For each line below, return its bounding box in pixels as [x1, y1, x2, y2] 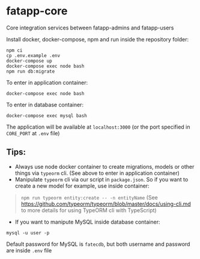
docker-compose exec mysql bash [6, 112, 87, 118]
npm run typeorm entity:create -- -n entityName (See [20, 193, 158, 201]
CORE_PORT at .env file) [6, 129, 60, 136]
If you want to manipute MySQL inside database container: [14, 218, 160, 225]
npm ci [6, 47, 23, 53]
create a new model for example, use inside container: [14, 182, 150, 189]
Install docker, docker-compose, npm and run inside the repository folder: [6, 35, 189, 43]
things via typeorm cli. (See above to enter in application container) [14, 169, 180, 177]
